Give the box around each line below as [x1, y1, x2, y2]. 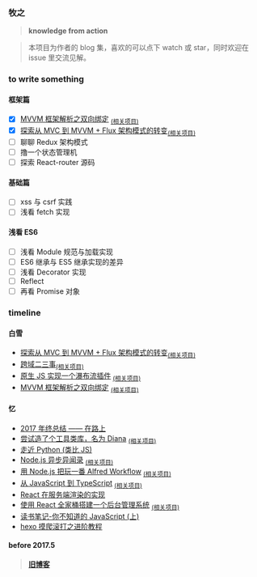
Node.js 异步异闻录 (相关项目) [19, 455, 114, 467]
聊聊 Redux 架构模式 [19, 138, 89, 147]
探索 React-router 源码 [19, 158, 95, 168]
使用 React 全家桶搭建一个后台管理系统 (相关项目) [19, 499, 180, 511]
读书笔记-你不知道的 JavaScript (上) [19, 511, 140, 521]
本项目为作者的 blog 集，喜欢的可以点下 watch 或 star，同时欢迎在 [27, 43, 249, 53]
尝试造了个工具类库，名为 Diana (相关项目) [19, 433, 157, 445]
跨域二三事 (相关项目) [19, 359, 84, 371]
